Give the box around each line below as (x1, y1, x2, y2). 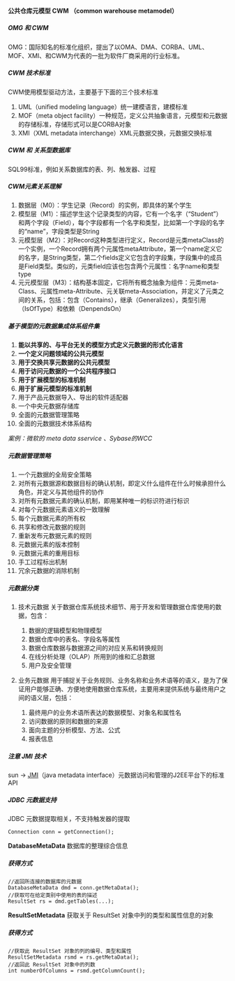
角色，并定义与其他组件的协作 (17, 488, 104, 496)
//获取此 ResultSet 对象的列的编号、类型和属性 (8, 947, 132, 955)
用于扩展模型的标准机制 (17, 376, 86, 384)
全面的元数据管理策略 (17, 411, 79, 419)
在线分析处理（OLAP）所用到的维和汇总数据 (28, 653, 156, 661)
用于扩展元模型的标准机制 (17, 384, 92, 393)
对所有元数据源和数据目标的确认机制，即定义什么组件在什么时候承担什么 (17, 479, 226, 488)
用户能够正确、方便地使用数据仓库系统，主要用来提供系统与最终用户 (24, 685, 220, 693)
